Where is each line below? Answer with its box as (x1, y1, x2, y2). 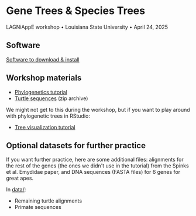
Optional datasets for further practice (6, 140, 146, 150)
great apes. (6, 174, 34, 182)
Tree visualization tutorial (14, 124, 75, 131)
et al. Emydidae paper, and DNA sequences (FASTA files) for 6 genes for (6, 169, 180, 176)
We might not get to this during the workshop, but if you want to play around (6, 106, 190, 113)
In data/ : (6, 186, 26, 193)
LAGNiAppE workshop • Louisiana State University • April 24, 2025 (6, 23, 169, 30)
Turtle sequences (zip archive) (14, 95, 88, 102)
